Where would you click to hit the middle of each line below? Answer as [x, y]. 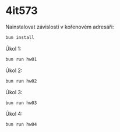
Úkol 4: [14, 114]
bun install [20, 37]
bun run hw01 [21, 59]
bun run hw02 [21, 81]
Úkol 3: [14, 92]
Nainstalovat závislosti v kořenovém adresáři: [60, 27]
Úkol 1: [13, 48]
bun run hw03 [21, 103]
